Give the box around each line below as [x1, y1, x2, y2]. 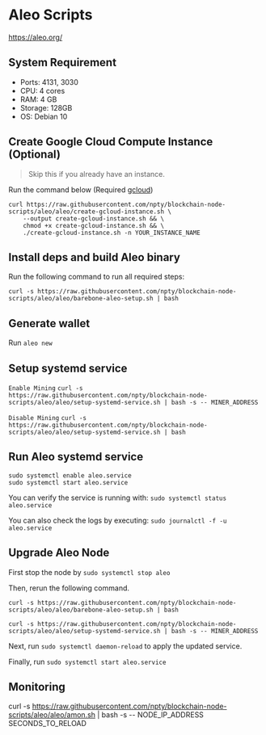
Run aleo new [8, 338, 53, 348]
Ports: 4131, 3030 [19, 77, 79, 86]
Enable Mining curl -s [8, 384, 83, 393]
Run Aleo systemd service [8, 450, 144, 464]
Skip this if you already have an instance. [27, 169, 166, 178]
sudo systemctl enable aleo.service [8, 471, 132, 480]
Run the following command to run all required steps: [8, 272, 185, 282]
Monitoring [8, 680, 66, 694]
